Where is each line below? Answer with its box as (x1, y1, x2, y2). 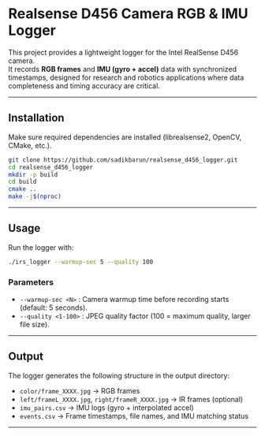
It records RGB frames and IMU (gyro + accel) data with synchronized (8, 64, 237, 73)
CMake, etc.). (8, 140, 53, 150)
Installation (8, 111, 65, 125)
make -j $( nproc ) (8, 192, 62, 201)
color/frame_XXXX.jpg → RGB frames (19, 386, 140, 395)
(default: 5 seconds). (19, 303, 88, 312)
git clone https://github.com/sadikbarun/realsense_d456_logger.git (8, 155, 238, 164)
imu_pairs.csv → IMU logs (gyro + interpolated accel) (19, 403, 195, 412)
